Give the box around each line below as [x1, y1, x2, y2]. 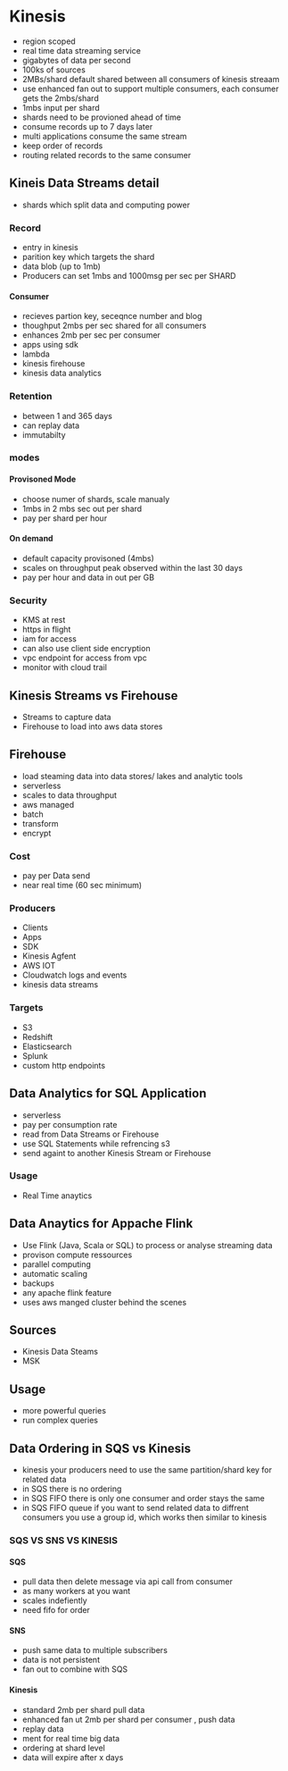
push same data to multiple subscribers [21, 1645, 168, 1656]
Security [9, 594, 47, 607]
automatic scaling [21, 1268, 87, 1279]
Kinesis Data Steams [21, 1347, 99, 1357]
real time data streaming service [21, 45, 141, 55]
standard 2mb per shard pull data [21, 1704, 145, 1715]
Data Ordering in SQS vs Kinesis [9, 1440, 192, 1456]
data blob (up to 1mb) [21, 261, 101, 272]
